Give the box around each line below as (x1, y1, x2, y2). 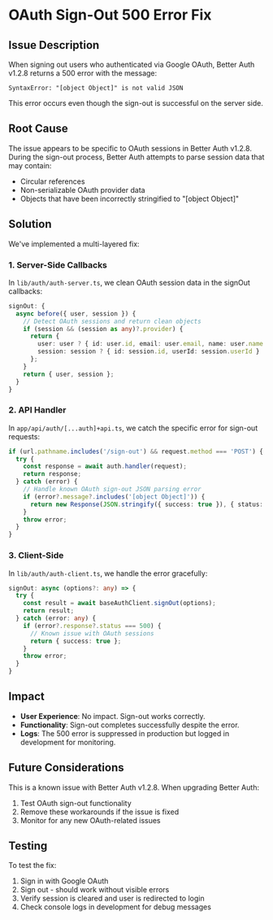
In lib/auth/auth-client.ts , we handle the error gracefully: (8, 568, 208, 578)
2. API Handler (8, 404, 67, 416)
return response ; (23, 470, 82, 478)
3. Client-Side (8, 550, 64, 561)
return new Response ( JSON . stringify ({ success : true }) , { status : (29, 500, 264, 508)
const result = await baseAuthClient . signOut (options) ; (23, 600, 217, 608)
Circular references (19, 177, 85, 186)
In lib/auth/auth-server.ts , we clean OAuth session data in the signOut (8, 277, 250, 287)
